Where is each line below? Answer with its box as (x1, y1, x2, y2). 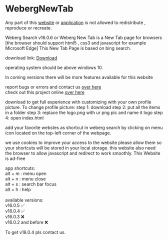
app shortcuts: (5, 165, 35, 171)
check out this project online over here (5, 89, 85, 95)
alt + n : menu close (5, 175, 46, 181)
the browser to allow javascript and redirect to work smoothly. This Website (5, 150, 161, 156)
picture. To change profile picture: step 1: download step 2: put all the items (5, 104, 160, 110)
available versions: (5, 197, 43, 203)
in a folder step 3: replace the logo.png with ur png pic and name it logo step (5, 109, 163, 115)
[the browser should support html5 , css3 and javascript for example (5, 39, 146, 45)
